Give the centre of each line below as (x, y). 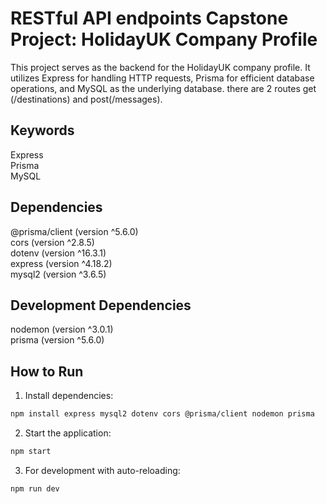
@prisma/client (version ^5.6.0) (74, 231)
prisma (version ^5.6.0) (57, 340)
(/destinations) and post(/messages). (86, 99)
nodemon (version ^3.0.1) (62, 329)
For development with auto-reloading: (102, 470)
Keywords (42, 130)
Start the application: (68, 433)
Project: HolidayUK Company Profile (164, 39)
